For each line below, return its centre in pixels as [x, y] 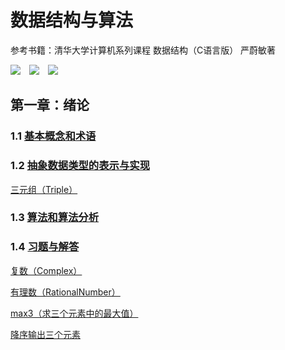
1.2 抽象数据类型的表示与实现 [80, 166]
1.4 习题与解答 [45, 247]
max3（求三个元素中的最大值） [74, 313]
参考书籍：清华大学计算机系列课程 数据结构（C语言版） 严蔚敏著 [143, 50]
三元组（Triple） [44, 189]
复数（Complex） [46, 270]
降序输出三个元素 [45, 334]
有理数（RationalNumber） [65, 292]
